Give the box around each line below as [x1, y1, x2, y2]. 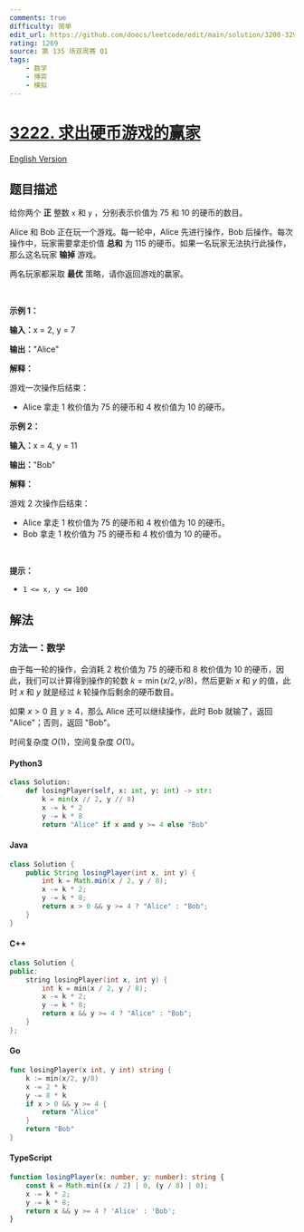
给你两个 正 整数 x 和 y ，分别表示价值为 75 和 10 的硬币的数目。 [9, 208, 248, 218]
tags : [9, 55, 30, 64]
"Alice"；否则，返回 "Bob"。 [9, 717, 116, 728]
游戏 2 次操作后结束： [9, 498, 90, 509]
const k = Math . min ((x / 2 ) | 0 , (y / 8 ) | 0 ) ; [25, 1180, 209, 1190]
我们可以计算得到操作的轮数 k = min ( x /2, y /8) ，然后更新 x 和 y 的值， [24, 675, 283, 686]
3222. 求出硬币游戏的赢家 [9, 122, 202, 143]
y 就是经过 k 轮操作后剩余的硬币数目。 [35, 686, 179, 698]
